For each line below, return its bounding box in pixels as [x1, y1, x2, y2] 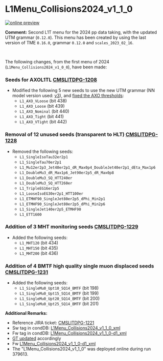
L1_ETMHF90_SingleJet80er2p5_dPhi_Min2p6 [19, 202, 105, 207]
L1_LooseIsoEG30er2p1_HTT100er [19, 191, 84, 196]
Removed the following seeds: [12, 149, 73, 154]
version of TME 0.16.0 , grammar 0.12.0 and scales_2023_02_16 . [5, 39, 134, 45]
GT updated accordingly [12, 335, 61, 341]
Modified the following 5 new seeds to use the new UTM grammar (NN [12, 88, 155, 93]
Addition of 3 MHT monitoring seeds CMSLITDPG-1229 [5, 223, 139, 230]
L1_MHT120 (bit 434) [19, 240, 59, 245]
